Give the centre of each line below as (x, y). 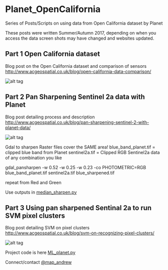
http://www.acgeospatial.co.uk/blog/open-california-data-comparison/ (78, 71)
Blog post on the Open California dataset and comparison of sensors (76, 66)
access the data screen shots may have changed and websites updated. (80, 38)
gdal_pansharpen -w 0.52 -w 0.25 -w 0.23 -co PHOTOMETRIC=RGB (76, 167)
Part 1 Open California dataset (53, 54)
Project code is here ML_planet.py (40, 252)
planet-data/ (18, 127)
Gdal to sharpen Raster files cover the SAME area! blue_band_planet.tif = (80, 147)
